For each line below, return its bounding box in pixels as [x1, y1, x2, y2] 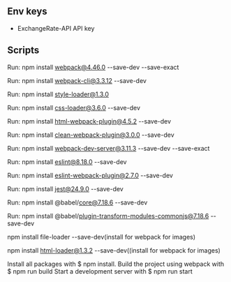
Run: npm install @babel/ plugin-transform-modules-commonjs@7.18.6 [7, 211, 209, 220]
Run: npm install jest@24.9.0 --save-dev [7, 184, 124, 193]
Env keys [7, 6, 47, 17]
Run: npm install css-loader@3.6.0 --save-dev [7, 103, 141, 112]
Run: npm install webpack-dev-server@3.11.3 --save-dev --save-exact [7, 144, 210, 152]
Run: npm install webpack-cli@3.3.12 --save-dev [7, 76, 147, 84]
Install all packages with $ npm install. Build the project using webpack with [7, 260, 225, 268]
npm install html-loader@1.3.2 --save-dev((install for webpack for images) [7, 246, 221, 254]
